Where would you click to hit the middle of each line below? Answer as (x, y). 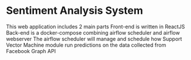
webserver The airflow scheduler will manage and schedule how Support (94, 39)
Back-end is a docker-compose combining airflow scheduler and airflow (93, 32)
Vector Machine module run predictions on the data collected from (86, 45)
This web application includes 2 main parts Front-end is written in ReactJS (95, 27)
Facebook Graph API (31, 51)
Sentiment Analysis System (74, 11)
